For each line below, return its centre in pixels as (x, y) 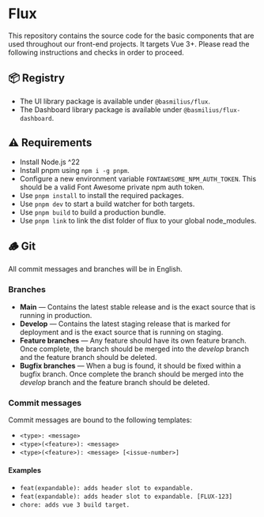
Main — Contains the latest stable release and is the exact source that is (138, 307)
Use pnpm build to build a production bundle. (92, 212)
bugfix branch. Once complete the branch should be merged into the (132, 374)
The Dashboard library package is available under (101, 109)
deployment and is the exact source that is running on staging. (121, 332)
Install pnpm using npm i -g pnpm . (75, 170)
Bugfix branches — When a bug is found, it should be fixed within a (130, 365)
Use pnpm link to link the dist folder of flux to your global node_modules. (138, 220)
